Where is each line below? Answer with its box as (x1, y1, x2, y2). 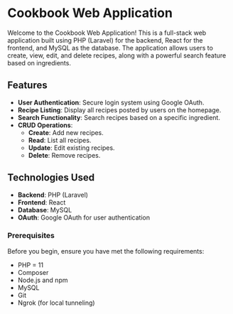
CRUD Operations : (17, 121, 73, 129)
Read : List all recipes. (28, 136, 92, 144)
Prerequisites (7, 231, 55, 241)
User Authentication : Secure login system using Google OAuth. (17, 98, 205, 107)
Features (7, 80, 48, 92)
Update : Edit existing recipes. (28, 144, 115, 152)
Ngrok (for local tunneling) (17, 298, 95, 307)
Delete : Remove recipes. (28, 151, 101, 159)
